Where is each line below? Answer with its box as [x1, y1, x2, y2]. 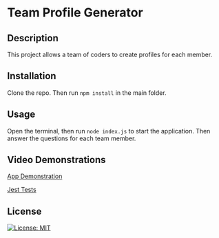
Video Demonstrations [7, 154, 106, 166]
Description [7, 32, 59, 44]
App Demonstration [7, 172, 63, 180]
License [7, 205, 42, 217]
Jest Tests [7, 186, 36, 194]
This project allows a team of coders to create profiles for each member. [7, 50, 213, 58]
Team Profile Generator [7, 5, 143, 21]
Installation [7, 70, 56, 82]
